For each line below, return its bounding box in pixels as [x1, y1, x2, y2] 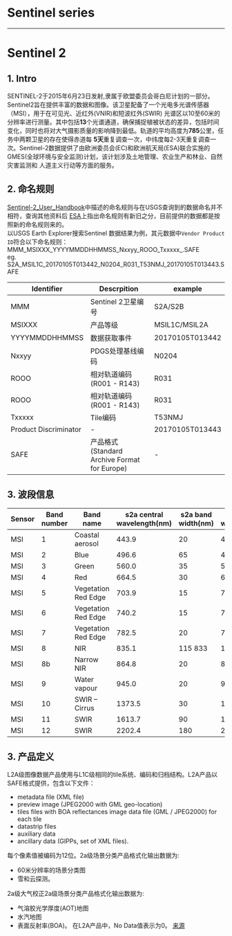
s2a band [180, 510, 213, 519]
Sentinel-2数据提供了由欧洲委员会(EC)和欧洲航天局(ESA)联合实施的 [19, 143, 211, 152]
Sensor [10, 514, 35, 523]
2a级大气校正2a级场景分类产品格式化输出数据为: [7, 890, 144, 898]
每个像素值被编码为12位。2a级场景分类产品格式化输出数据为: [7, 852, 180, 860]
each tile [17, 815, 42, 823]
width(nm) [178, 518, 214, 528]
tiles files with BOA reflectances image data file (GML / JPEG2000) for [17, 808, 217, 816]
